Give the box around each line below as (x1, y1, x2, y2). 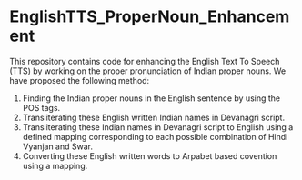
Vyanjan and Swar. (22, 141, 94, 152)
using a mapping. (22, 160, 88, 171)
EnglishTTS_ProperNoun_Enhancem (9, 6, 290, 27)
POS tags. (22, 102, 61, 113)
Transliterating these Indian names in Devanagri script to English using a (22, 121, 294, 133)
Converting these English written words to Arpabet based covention (22, 150, 277, 161)
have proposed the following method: (9, 75, 150, 85)
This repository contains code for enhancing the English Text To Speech (9, 55, 280, 66)
